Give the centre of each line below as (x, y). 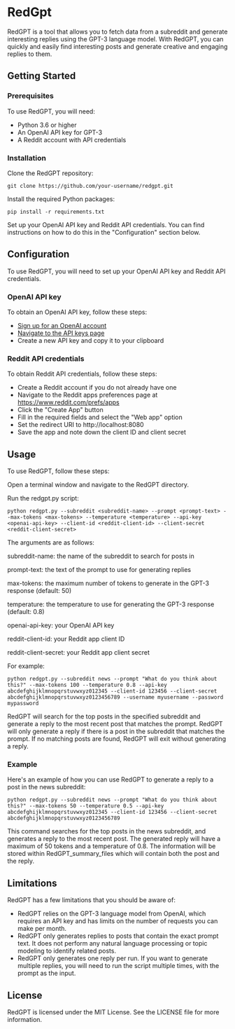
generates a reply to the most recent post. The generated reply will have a (114, 839)
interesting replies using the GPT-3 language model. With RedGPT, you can (115, 39)
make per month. (42, 929)
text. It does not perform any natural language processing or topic (112, 943)
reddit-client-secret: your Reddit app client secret (79, 653)
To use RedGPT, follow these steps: (58, 471)
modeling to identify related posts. (67, 951)
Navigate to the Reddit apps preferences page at (87, 395)
